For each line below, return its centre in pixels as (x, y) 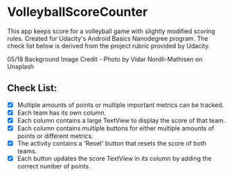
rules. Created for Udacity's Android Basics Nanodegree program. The (108, 38)
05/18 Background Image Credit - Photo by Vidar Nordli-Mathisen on (105, 59)
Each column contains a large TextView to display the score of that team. (121, 120)
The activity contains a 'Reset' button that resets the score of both (111, 143)
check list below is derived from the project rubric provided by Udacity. (109, 46)
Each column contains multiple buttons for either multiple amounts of (116, 128)
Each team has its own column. (62, 113)
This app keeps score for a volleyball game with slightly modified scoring (111, 31)
